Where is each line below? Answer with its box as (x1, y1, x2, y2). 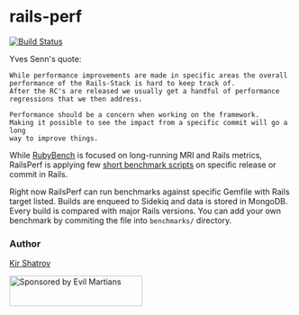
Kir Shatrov (9, 258, 51, 269)
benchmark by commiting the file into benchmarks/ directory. (9, 214, 232, 226)
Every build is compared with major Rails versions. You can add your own (9, 205, 282, 216)
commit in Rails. (9, 168, 68, 179)
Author (9, 237, 41, 249)
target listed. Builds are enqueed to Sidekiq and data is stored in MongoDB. (9, 195, 288, 206)
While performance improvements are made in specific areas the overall (9, 70, 288, 80)
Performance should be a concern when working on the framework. (9, 110, 259, 119)
